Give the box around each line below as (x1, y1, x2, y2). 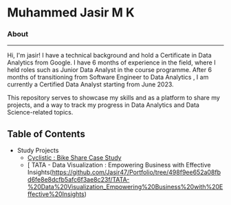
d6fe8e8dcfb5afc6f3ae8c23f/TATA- (27, 176, 130, 184)
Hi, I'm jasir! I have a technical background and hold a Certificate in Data (7, 51, 212, 60)
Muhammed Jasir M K (7, 5, 135, 21)
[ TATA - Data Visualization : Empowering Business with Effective (27, 161, 211, 169)
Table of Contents (7, 128, 86, 140)
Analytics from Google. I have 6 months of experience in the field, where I (7, 58, 216, 67)
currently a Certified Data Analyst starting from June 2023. (7, 80, 174, 88)
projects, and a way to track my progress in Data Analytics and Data (7, 101, 199, 109)
